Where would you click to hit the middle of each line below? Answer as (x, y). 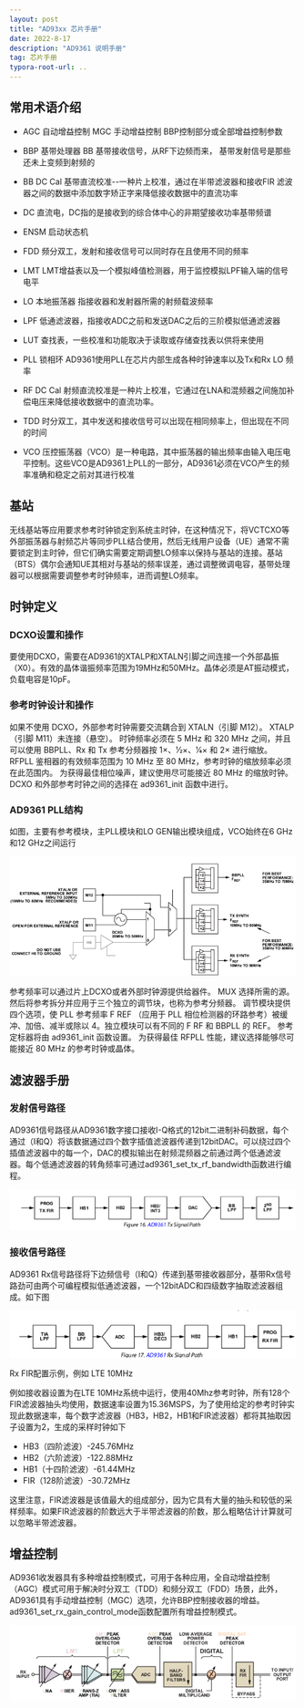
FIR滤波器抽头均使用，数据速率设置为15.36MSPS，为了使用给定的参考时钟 (148, 1403)
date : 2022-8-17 (40, 38)
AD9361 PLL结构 (46, 810)
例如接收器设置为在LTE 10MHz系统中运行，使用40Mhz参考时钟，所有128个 (150, 1392)
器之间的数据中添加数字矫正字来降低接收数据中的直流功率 (130, 192)
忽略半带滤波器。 (49, 1522)
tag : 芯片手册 (33, 58)
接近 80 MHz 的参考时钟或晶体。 (78, 1049)
